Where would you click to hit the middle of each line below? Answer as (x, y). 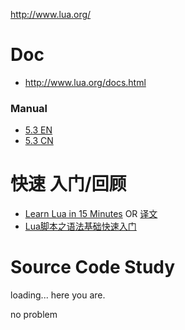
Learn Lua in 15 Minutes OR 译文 (91, 214)
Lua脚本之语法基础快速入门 (80, 226)
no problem (34, 315)
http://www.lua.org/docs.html (85, 82)
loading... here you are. (58, 295)
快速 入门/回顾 (68, 184)
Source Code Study (93, 267)
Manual (29, 108)
